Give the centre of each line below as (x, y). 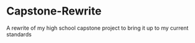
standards (19, 34)
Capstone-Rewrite (54, 11)
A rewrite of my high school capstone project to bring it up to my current (97, 28)
